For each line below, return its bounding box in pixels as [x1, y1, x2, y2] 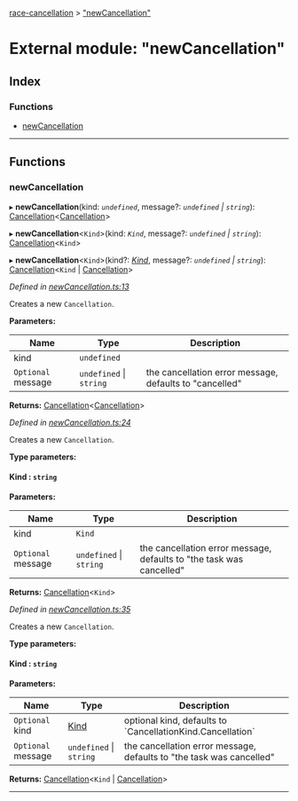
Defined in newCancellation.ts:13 [9, 281, 130, 292]
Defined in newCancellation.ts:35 [9, 603, 131, 615]
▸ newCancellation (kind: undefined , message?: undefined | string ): [9, 201, 255, 212]
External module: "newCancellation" [9, 39, 286, 59]
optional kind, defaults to [123, 714, 228, 726]
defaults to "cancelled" [145, 377, 242, 389]
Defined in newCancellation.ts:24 [9, 417, 131, 428]
